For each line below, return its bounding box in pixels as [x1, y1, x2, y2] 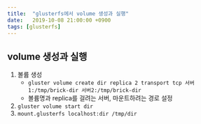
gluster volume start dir [17, 103, 93, 110]
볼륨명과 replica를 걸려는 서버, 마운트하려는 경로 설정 [27, 94, 173, 102]
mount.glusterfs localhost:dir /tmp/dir [17, 111, 137, 118]
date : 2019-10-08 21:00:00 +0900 [7, 17, 111, 24]
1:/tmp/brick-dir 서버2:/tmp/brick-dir [27, 87, 141, 94]
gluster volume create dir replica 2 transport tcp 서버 [27, 79, 195, 87]
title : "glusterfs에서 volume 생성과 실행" [7, 10, 130, 17]
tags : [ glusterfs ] [7, 23, 61, 30]
